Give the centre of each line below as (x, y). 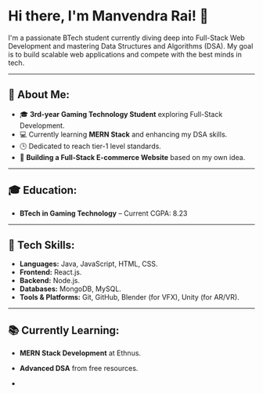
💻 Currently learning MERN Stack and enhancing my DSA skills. (123, 134)
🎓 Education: (43, 190)
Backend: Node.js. (50, 281)
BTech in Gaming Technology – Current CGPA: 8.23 (103, 213)
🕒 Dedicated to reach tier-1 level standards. (90, 146)
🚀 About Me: (39, 95)
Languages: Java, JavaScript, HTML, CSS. (88, 264)
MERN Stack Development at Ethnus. (80, 353)
